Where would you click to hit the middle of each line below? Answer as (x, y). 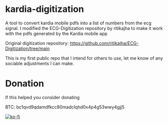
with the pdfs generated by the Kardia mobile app (56, 33)
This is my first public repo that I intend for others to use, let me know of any (84, 58)
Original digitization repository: (37, 43)
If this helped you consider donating (43, 97)
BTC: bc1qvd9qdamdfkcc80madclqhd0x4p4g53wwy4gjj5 (65, 107)
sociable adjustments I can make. (40, 63)
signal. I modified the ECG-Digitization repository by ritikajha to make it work (84, 28)
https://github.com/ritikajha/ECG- (104, 43)
